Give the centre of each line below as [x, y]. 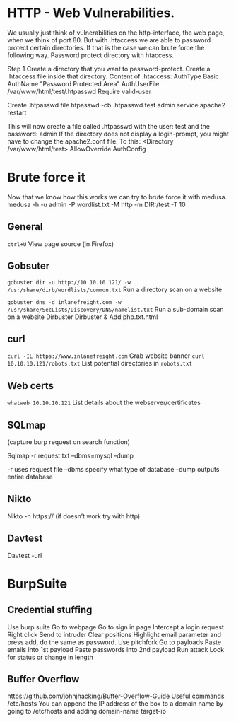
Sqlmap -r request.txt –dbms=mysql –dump [71, 455]
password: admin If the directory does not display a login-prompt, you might [118, 134]
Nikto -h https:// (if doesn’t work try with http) [74, 516]
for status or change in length [51, 657]
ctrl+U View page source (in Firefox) [61, 244]
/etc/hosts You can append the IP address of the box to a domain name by [116, 704]
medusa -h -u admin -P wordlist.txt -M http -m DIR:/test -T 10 [96, 204]
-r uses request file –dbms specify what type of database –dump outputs [113, 469]
